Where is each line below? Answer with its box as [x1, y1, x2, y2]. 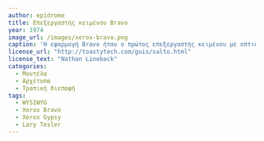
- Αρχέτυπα [15, 77, 51, 85]
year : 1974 [8, 26, 44, 34]
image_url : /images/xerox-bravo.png [8, 33, 128, 42]
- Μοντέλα [15, 70, 47, 78]
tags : [8, 92, 26, 99]
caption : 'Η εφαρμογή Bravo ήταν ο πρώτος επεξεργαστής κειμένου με [8, 41, 237, 49]
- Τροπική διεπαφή [15, 84, 76, 92]
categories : [8, 63, 47, 70]
